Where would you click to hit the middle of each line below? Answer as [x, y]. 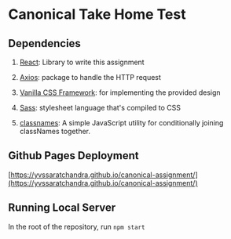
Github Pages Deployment [73, 156]
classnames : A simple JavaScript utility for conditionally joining [121, 123]
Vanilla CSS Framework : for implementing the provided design [120, 92]
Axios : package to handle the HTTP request [90, 77]
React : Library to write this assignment [82, 62]
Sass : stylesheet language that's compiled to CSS [100, 108]
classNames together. [55, 131]
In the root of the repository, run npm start [77, 226]
